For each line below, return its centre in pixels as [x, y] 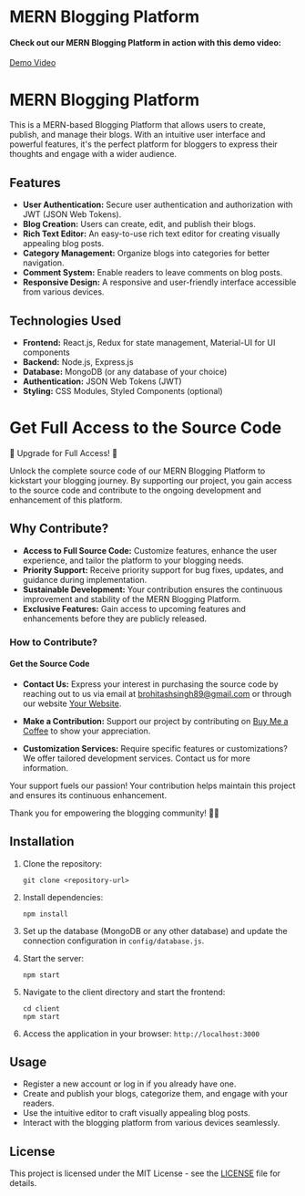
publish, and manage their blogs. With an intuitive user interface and [137, 135]
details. [23, 1183]
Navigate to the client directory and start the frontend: [124, 992]
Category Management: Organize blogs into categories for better [146, 254]
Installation [42, 842]
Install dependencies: [63, 897]
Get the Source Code [50, 664]
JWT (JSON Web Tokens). [72, 214]
